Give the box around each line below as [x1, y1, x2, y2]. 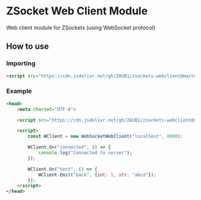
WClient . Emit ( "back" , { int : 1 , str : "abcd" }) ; [38, 172, 157, 178]
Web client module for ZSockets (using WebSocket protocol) [6, 24, 156, 31]
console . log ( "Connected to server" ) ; [38, 150, 133, 156]
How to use [6, 41, 49, 51]
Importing [6, 59, 36, 68]
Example [6, 87, 32, 95]
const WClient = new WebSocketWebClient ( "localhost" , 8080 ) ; [28, 134, 184, 140]
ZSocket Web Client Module [6, 4, 148, 18]
